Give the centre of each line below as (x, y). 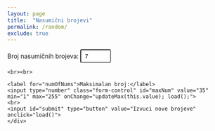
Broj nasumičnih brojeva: (43, 56)
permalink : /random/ (38, 27)
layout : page (26, 14)
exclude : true (28, 33)
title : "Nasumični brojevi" (50, 20)
